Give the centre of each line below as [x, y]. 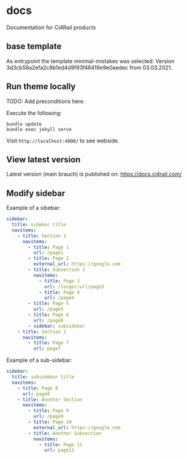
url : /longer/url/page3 [74, 286]
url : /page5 [48, 309]
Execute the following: [34, 113]
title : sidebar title [39, 225]
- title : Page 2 [49, 258]
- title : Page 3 [59, 281]
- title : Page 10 [50, 422]
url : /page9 [48, 417]
